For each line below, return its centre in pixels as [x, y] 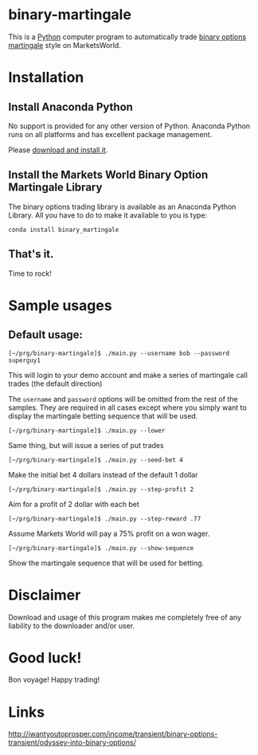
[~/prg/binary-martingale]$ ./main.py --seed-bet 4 [96, 460]
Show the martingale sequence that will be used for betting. [106, 563]
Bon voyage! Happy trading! [54, 680]
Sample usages [61, 305]
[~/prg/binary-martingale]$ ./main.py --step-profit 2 [101, 489]
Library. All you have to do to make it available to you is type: [108, 215]
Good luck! [45, 657]
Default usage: [46, 335]
